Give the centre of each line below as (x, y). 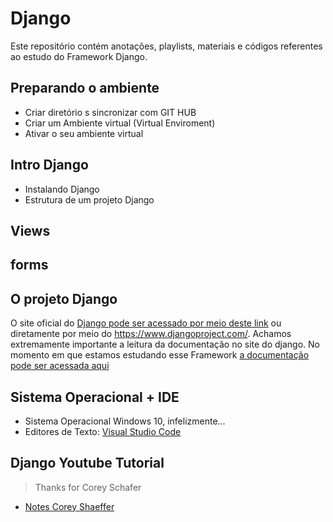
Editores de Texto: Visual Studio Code (103, 431)
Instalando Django (62, 189)
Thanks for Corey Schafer (88, 487)
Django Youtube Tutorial (87, 463)
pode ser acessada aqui (60, 366)
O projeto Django (64, 298)
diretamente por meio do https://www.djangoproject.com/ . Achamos (151, 334)
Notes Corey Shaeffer (69, 506)
